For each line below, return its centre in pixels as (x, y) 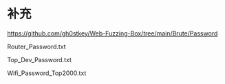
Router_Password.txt (37, 46)
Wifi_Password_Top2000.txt (47, 73)
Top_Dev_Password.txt (40, 59)
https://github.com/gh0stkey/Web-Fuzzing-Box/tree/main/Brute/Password (112, 33)
